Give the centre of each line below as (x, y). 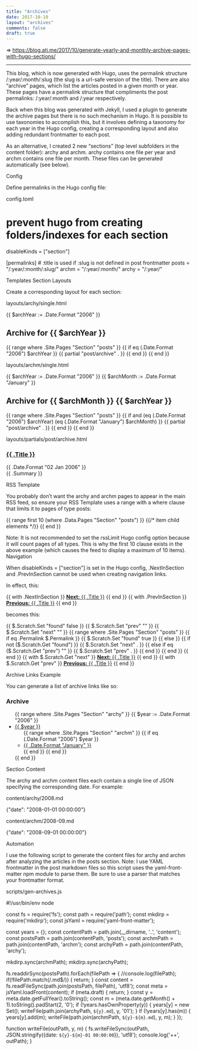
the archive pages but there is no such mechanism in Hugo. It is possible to (97, 116)
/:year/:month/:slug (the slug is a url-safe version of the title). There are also (98, 79)
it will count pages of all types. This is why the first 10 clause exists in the (94, 544)
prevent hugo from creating (74, 223)
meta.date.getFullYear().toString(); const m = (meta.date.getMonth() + (91, 999)
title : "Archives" (28, 11)
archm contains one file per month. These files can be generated (84, 159)
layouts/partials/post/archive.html (47, 439)
